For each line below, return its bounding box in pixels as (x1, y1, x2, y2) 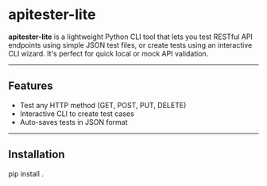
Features (8, 79, 53, 93)
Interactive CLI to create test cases (19, 109, 135, 118)
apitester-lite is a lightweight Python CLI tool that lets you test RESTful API (8, 32, 253, 41)
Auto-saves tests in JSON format (19, 117, 129, 126)
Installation (8, 148, 65, 161)
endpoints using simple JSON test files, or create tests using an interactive (8, 40, 253, 49)
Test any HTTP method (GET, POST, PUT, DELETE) (19, 100, 187, 110)
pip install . (8, 169, 44, 178)
